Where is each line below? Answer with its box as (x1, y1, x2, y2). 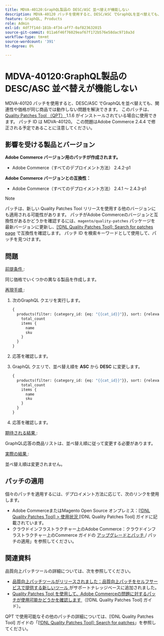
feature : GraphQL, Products (5, 16, 63, 21)
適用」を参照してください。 (21, 538, 77, 544)
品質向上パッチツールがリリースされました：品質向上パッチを (12, 578, 137, 584)
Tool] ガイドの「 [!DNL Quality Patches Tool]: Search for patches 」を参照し (5, 619, 156, 625)
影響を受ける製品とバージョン (5, 140, 95, 149)
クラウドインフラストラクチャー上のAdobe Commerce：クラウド (12, 526, 143, 532)
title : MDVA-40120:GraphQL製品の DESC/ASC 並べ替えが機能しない (5, 7, 130, 12)
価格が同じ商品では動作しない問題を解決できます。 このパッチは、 (18, 106, 152, 112)
